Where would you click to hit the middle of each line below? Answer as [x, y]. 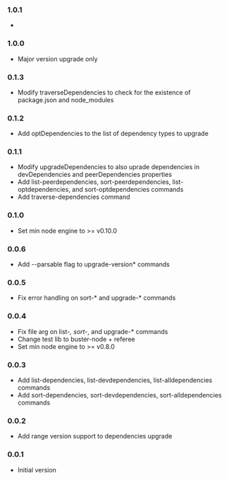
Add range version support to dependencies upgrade [95, 436]
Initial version [37, 469]
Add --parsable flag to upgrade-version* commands [94, 264]
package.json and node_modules [66, 99]
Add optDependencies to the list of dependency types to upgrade [113, 134]
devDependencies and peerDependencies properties [95, 175]
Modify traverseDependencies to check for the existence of [104, 92]
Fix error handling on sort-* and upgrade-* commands [97, 298]
